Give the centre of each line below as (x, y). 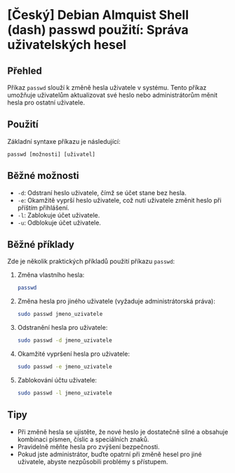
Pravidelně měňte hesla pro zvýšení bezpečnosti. (88, 446)
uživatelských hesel (67, 45)
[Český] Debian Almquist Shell (98, 15)
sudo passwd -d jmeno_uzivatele (65, 340)
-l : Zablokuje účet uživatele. (59, 215)
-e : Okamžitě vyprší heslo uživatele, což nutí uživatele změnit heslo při (120, 200)
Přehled (25, 71)
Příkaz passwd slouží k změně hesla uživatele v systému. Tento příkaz (107, 87)
